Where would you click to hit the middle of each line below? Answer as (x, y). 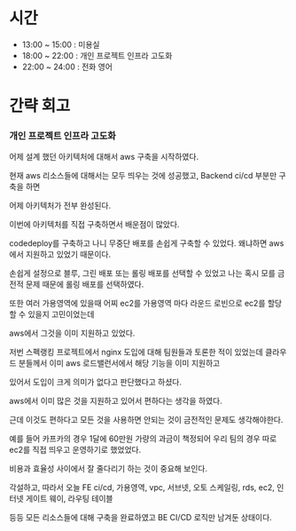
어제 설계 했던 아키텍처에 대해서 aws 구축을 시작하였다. (104, 157)
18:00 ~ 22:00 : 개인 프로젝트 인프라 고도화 (97, 55)
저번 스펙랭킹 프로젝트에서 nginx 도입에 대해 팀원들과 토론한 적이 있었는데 (136, 353)
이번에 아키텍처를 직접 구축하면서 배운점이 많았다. (94, 225)
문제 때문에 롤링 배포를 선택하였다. (85, 284)
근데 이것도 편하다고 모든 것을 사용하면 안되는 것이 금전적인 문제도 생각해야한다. (146, 420)
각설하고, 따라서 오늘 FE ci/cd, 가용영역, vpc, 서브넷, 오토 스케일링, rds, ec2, (142, 487)
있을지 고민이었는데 (61, 314)
